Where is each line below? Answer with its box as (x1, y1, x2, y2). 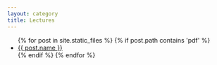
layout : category (7, 10, 58, 17)
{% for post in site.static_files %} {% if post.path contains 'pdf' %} (17, 36, 211, 44)
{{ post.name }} (17, 43, 63, 52)
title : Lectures (7, 17, 55, 24)
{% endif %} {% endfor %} (17, 50, 96, 59)
